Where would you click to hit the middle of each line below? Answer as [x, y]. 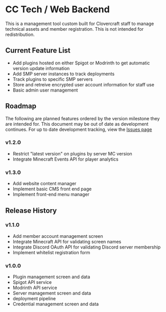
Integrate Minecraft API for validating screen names [67, 241]
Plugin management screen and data [51, 277]
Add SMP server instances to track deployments [64, 74]
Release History [31, 210]
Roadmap [21, 106]
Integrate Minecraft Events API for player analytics [65, 159]
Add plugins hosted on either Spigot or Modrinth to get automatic [81, 63]
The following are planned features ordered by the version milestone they [82, 118]
